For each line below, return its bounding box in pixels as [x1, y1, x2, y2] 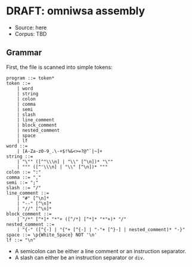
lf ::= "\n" [6, 237, 36, 243]
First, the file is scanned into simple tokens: [6, 63, 113, 70]
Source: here [14, 24, 47, 31]
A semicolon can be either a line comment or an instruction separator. [14, 247, 187, 254]
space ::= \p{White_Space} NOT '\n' [6, 232, 97, 238]
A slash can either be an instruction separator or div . [14, 254, 145, 261]
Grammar [6, 48, 42, 58]
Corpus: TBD [14, 30, 47, 37]
